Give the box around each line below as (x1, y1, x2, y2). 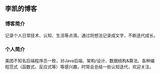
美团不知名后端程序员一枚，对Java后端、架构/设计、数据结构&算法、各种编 (5, 57, 155, 63)
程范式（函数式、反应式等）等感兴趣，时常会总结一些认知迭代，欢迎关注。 (5, 64, 154, 70)
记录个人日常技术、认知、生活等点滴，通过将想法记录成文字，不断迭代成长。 (5, 32, 158, 38)
